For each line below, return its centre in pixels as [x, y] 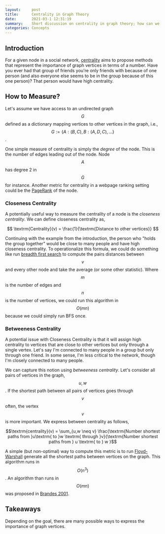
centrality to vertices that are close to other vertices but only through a [77, 345]
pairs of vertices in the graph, [35, 375]
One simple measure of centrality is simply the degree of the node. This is [80, 149]
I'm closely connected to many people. [45, 360]
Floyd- [141, 451]
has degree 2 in [21, 170]
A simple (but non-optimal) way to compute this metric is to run [69, 451]
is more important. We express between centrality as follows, [67, 422]
